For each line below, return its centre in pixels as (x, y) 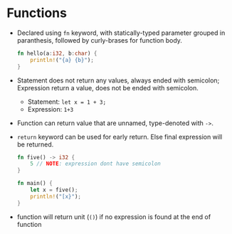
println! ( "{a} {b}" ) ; (62, 60)
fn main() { (35, 184)
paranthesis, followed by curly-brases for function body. (100, 40)
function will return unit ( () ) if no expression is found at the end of (114, 217)
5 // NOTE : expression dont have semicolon (95, 164)
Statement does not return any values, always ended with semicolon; (118, 80)
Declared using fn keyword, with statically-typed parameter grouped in (121, 33)
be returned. (35, 144)
